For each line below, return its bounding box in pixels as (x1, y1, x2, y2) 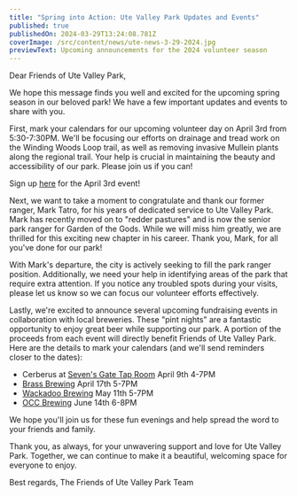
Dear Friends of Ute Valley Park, (9, 70, 127, 81)
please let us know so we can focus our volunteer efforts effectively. (9, 288, 259, 298)
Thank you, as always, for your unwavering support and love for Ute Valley (9, 441, 282, 452)
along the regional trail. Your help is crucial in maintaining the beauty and (9, 151, 276, 162)
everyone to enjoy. (9, 460, 77, 470)
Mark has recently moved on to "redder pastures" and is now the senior (9, 214, 271, 225)
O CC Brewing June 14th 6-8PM (21, 398, 137, 408)
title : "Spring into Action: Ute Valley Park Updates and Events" (9, 12, 260, 22)
